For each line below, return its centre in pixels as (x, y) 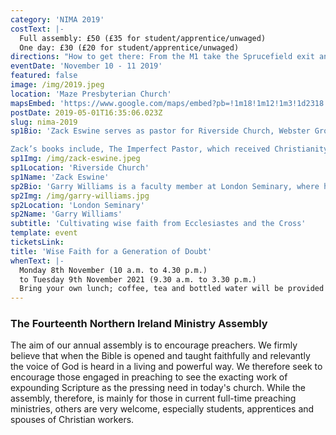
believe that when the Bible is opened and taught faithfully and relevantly (160, 356)
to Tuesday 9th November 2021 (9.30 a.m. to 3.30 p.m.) (138, 279)
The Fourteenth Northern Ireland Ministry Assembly (139, 324)
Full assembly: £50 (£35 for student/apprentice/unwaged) (143, 38)
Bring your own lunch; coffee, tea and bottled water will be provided (172, 289)
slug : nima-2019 (44, 122)
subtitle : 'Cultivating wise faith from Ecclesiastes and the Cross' (158, 224)
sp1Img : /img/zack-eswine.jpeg (75, 159)
